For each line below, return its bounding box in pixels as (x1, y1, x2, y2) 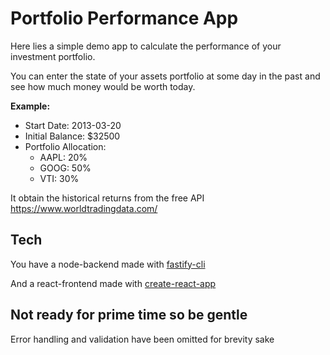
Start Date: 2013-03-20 (24, 119, 122, 131)
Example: (10, 100, 51, 112)
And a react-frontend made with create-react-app (10, 277, 217, 289)
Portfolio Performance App (10, 7, 239, 30)
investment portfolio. (10, 50, 96, 62)
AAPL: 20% (39, 151, 88, 163)
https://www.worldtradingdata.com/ (10, 202, 158, 214)
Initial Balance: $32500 (24, 130, 121, 142)
